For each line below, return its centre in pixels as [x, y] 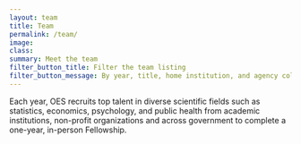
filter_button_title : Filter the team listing [98, 68]
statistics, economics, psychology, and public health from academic [135, 110]
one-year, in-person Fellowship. [68, 130]
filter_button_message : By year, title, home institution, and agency [144, 76]
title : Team [31, 26]
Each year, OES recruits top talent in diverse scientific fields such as [135, 101]
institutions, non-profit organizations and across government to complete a [148, 120]
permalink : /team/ [43, 34]
